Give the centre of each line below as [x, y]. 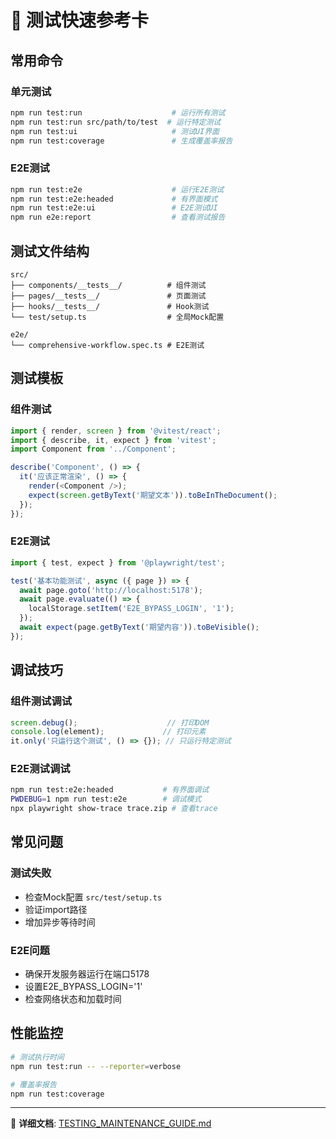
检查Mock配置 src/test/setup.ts [93, 897]
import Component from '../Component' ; [93, 449]
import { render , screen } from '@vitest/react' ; [116, 431]
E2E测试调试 [40, 769]
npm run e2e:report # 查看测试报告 [118, 217]
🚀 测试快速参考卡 [80, 20]
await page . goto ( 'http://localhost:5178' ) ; [111, 590]
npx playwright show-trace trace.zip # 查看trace [114, 809]
